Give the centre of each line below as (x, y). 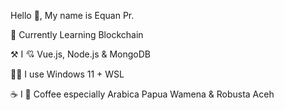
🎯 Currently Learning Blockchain (77, 34)
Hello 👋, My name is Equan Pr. (72, 15)
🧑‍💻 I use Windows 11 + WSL (67, 74)
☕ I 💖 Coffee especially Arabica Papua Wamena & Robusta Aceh (142, 94)
